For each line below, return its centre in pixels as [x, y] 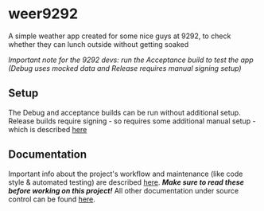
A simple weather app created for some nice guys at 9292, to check [120, 36]
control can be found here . [52, 199]
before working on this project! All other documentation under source [124, 190]
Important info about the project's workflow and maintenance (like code [126, 174]
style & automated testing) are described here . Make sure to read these [126, 182]
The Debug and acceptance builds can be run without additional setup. [124, 112]
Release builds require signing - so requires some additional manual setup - [132, 121]
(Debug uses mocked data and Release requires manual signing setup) [125, 68]
